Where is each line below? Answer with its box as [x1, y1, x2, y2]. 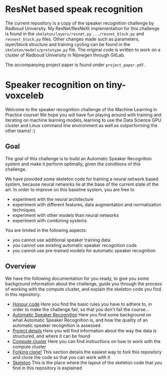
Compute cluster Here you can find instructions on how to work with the [12, 338, 161, 344]
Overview [5, 262, 36, 271]
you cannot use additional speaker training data [12, 237, 111, 243]
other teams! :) [5, 128, 35, 134]
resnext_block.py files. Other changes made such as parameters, [5, 36, 140, 42]
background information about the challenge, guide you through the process [5, 280, 163, 286]
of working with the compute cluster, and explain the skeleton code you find [5, 286, 161, 292]
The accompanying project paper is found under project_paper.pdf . [5, 62, 146, 68]
